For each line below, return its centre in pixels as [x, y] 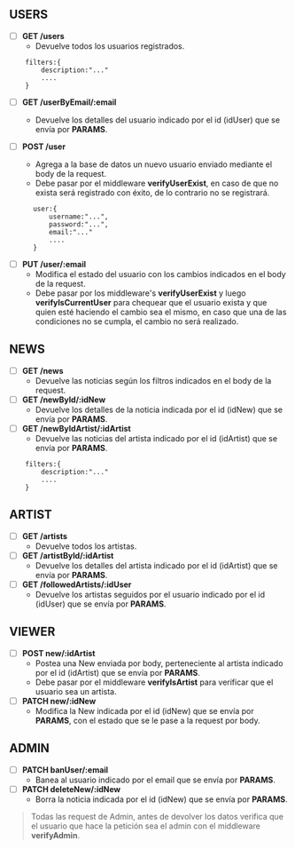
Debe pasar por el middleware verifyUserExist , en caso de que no [157, 183]
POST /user [44, 147]
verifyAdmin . [55, 835]
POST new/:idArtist [58, 653]
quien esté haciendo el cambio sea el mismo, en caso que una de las [161, 312]
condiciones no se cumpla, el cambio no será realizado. [137, 321]
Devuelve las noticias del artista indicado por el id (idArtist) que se [156, 439]
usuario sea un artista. [76, 691]
